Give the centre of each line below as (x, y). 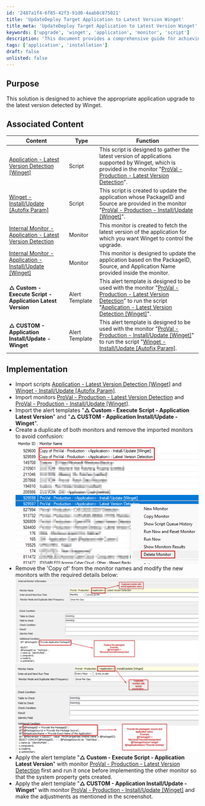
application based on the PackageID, (145, 260)
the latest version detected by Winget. (54, 105)
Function (148, 140)
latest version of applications (135, 156)
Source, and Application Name (137, 266)
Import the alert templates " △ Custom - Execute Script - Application (102, 410)
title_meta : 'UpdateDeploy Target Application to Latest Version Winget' (102, 26)
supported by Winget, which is (137, 163)
